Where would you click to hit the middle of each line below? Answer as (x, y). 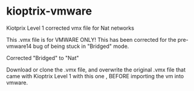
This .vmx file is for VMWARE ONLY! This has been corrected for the (91, 39)
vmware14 (19, 46)
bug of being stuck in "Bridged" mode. (81, 46)
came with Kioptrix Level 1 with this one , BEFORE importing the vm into (95, 76)
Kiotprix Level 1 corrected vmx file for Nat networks (70, 28)
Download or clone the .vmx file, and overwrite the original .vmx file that (96, 69)
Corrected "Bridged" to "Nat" (43, 58)
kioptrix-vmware (49, 11)
